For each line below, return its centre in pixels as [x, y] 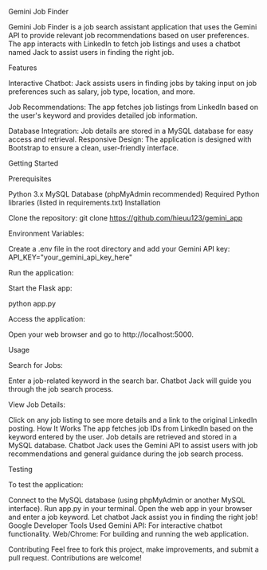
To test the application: [46, 484]
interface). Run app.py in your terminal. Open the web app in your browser [130, 508]
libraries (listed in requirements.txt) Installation [84, 203]
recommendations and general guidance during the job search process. [126, 454]
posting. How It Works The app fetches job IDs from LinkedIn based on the [131, 428]
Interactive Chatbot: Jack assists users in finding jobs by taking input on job [133, 83]
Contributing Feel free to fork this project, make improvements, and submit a [133, 549]
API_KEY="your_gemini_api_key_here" [71, 257]
